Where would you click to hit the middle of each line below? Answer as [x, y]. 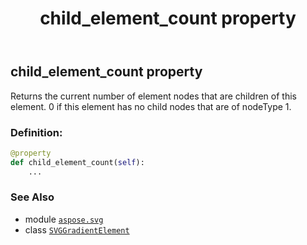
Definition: [36, 132]
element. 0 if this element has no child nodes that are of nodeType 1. [151, 106]
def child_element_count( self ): [77, 162]
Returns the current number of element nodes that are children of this [153, 96]
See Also [32, 197]
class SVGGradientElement [77, 229]
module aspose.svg [64, 219]
